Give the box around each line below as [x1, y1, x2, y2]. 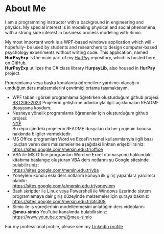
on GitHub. [5, 60, 27, 66]
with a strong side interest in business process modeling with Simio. [5, 29, 142, 35]
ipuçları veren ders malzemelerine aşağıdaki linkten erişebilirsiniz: [12, 141, 145, 147]
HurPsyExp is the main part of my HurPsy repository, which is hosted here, [5, 54, 157, 60]
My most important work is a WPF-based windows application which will [5, 39, 152, 45]
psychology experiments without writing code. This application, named [5, 49, 148, 55]
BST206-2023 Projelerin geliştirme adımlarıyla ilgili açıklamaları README [12, 99, 159, 105]
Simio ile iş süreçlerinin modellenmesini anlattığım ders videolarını [12, 204, 145, 210]
